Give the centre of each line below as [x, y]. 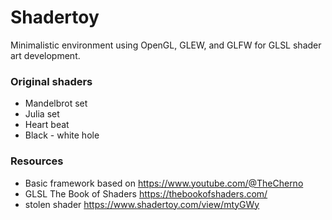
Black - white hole [62, 135]
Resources [37, 161]
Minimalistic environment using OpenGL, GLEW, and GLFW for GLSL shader [166, 45]
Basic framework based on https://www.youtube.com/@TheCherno [164, 183]
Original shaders [51, 81]
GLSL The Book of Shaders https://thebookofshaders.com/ [146, 193]
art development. [45, 55]
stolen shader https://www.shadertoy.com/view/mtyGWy [142, 204]
